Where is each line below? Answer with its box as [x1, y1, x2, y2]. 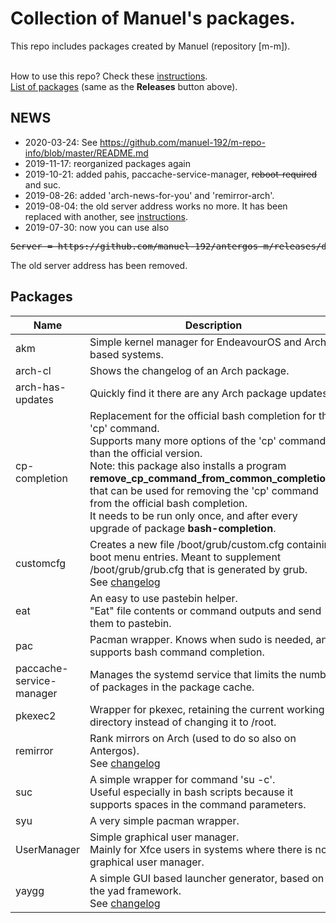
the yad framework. [89, 883, 182, 897]
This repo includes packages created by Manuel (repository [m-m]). [10, 40, 291, 52]
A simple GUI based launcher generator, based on [89, 871, 325, 885]
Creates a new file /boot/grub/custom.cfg [89, 537, 285, 551]
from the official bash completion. [89, 496, 248, 510]
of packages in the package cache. [89, 680, 255, 694]
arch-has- [15, 380, 67, 394]
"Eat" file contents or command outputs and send [89, 603, 322, 617]
